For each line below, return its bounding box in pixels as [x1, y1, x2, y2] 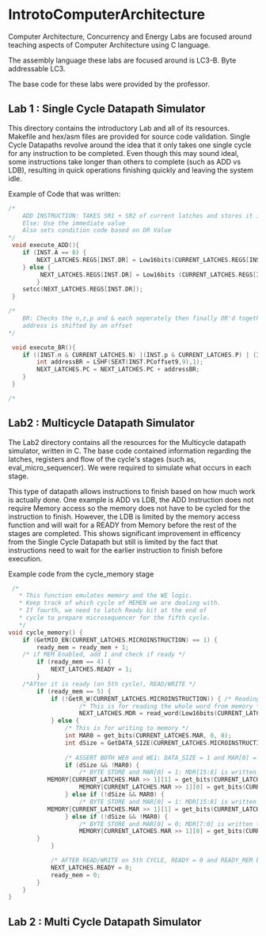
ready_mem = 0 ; [50, 871, 101, 879]
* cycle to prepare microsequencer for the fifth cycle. [18, 614, 211, 622]
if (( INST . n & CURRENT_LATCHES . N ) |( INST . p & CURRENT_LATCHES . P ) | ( [22, 351, 257, 359]
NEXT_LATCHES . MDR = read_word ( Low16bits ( [78, 710, 218, 717]
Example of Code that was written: [8, 188, 121, 199]
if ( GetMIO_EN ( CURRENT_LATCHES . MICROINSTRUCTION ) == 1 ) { [22, 636, 218, 644]
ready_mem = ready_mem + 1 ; [36, 643, 129, 651]
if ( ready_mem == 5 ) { [36, 687, 112, 695]
